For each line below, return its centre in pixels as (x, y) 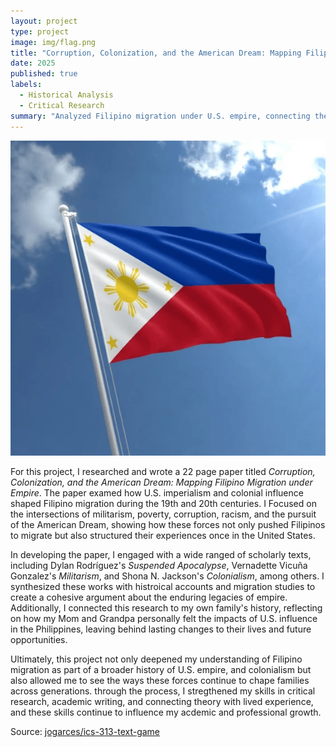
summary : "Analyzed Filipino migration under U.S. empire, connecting (160, 116)
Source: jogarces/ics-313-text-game (85, 731)
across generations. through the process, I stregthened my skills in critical (163, 691)
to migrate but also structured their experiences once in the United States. (163, 535)
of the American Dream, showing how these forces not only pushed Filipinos (168, 524)
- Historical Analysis (66, 95)
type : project (40, 31)
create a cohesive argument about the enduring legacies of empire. (149, 597)
